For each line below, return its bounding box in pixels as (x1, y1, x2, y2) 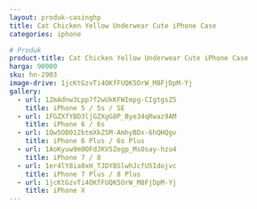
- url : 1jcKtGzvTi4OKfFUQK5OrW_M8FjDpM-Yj (17, 178, 177, 187)
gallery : (9, 86, 42, 96)
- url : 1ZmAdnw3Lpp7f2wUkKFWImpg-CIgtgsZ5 (17, 95, 177, 104)
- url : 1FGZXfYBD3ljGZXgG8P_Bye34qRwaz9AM (17, 112, 177, 121)
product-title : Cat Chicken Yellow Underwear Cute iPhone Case (9, 54, 249, 63)
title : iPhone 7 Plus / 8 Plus (25, 170, 141, 179)
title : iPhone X (25, 186, 86, 196)
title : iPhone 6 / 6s (25, 120, 105, 129)
